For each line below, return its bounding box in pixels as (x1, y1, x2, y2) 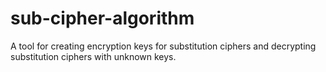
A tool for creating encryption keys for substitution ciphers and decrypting (10, 40, 317, 52)
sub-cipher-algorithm (10, 7, 195, 30)
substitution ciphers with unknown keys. (10, 50, 177, 62)
